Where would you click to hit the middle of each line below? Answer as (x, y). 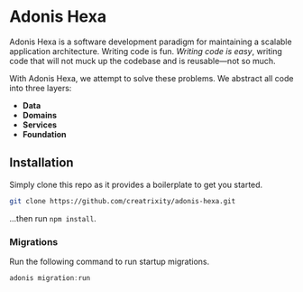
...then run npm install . (53, 218)
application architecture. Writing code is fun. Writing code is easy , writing (146, 51)
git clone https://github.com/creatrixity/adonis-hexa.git (123, 201)
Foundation (44, 134)
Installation (41, 163)
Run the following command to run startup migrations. (110, 261)
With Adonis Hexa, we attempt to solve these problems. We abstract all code (151, 78)
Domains (39, 115)
